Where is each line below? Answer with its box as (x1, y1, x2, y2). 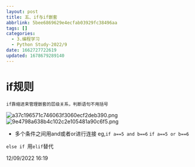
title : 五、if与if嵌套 (6, 14, 58, 20)
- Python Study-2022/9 (11, 42, 67, 48)
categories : (6, 31, 35, 37)
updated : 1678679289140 (6, 53, 65, 59)
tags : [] (6, 25, 28, 31)
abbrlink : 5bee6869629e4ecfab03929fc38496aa (6, 20, 118, 25)
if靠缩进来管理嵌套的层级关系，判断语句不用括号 (6, 101, 108, 107)
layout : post (6, 8, 38, 15)
